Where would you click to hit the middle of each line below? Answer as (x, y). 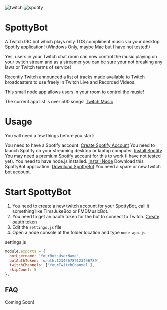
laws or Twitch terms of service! (38, 67)
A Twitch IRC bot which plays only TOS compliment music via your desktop (82, 41)
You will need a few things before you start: (50, 135)
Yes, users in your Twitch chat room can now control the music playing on (81, 56)
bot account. (18, 172)
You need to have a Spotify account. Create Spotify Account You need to (80, 145)
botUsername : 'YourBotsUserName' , (45, 256)
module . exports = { (25, 251)
